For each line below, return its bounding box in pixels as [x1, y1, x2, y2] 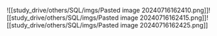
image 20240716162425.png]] [120, 21, 208, 29]
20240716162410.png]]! [141, 6, 211, 14]
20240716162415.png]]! [140, 13, 208, 22]
